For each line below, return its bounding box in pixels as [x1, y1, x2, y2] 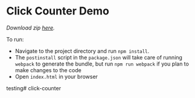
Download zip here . [6, 24, 56, 31]
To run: [6, 35, 24, 43]
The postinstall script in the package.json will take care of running [14, 54, 183, 61]
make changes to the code [14, 66, 82, 73]
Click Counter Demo [6, 4, 110, 18]
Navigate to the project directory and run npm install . [14, 47, 150, 55]
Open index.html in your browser [14, 73, 98, 80]
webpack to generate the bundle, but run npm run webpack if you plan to [14, 60, 189, 67]
